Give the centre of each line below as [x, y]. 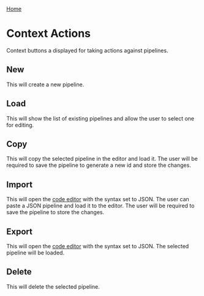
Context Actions [48, 34]
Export [19, 231]
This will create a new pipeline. [45, 84]
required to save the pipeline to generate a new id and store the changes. [99, 165]
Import [19, 184]
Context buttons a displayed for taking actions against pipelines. [87, 50]
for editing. [20, 125]
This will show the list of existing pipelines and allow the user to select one [100, 118]
